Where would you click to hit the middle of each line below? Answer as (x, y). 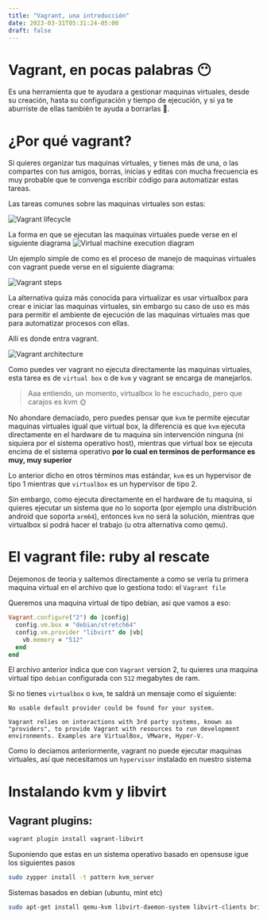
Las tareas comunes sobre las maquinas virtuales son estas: (107, 204)
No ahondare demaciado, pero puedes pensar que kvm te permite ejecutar (129, 418)
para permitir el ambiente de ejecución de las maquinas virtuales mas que (129, 315)
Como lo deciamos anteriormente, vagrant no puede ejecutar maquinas (125, 751)
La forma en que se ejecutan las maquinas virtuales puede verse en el (123, 235)
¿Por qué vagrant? (70, 141)
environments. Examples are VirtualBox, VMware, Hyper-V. (106, 736)
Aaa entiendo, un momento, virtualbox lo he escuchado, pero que (135, 393)
